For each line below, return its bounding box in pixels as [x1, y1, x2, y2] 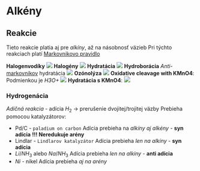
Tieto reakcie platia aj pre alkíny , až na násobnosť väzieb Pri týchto [6, 44, 172, 51]
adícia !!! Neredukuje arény [14, 131, 85, 138]
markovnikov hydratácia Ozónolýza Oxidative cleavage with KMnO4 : [6, 70, 195, 77]
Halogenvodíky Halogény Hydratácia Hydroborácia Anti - [6, 63, 173, 69]
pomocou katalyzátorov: [6, 113, 67, 120]
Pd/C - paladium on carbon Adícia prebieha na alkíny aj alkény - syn [14, 124, 184, 132]
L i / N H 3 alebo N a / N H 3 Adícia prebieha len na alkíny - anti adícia [14, 150, 173, 158]
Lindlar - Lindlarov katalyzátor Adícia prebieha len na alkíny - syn [14, 138, 182, 145]
